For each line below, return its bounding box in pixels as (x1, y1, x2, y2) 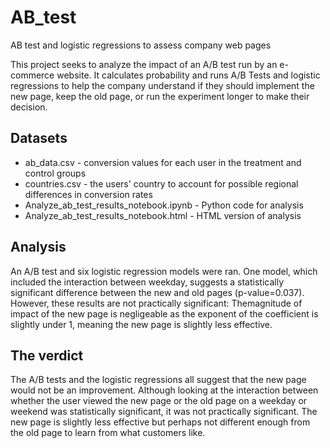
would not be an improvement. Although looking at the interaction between (10, 384, 319, 396)
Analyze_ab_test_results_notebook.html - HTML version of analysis (24, 209, 302, 221)
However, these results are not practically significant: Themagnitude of (10, 297, 303, 309)
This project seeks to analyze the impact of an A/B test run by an (10, 58, 278, 70)
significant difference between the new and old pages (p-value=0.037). (10, 286, 305, 298)
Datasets (10, 130, 68, 147)
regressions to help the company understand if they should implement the (10, 79, 315, 91)
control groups (24, 167, 87, 179)
